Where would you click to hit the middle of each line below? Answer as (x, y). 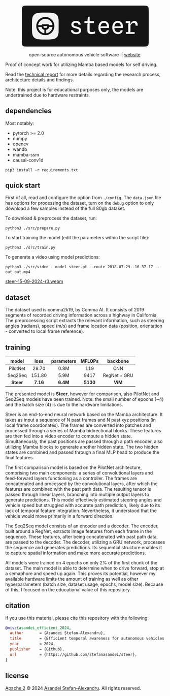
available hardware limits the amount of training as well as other (72, 579)
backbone (118, 361)
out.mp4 (22, 272)
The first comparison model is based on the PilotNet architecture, (74, 467)
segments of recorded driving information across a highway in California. (82, 315)
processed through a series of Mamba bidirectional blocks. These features (83, 430)
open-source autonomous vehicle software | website (84, 54)
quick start (23, 185)
